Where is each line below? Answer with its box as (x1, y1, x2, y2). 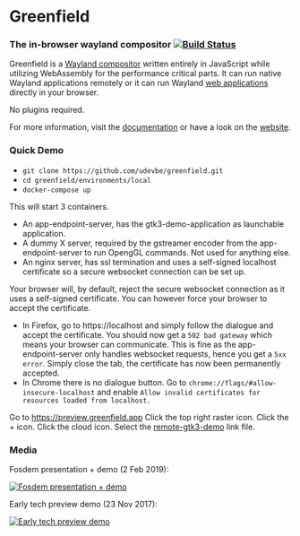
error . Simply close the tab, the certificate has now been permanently (21, 358, 281, 368)
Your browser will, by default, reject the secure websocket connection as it (9, 283, 285, 294)
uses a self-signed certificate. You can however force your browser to (9, 293, 268, 304)
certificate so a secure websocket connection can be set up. (21, 266, 246, 277)
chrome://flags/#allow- (188, 378, 278, 387)
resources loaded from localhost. (21, 396, 151, 405)
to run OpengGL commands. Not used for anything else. (84, 246, 291, 257)
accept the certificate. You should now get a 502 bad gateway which (21, 329, 273, 340)
